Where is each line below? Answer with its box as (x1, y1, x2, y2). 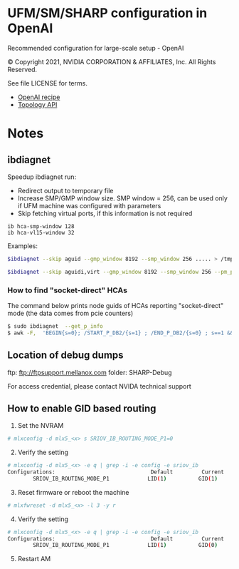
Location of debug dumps (7, 349, 124, 362)
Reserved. (7, 65, 38, 73)
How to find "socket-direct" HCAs (7, 285, 128, 295)
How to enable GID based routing (7, 402, 156, 414)
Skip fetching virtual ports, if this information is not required (17, 209, 193, 217)
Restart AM (17, 555, 51, 563)
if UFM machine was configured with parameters (17, 201, 161, 210)
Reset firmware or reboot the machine (17, 488, 129, 496)
